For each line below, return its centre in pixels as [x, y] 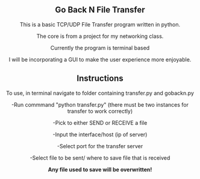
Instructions [100, 79]
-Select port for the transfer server [100, 146]
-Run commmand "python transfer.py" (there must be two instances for [100, 104]
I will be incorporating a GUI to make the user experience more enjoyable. [100, 59]
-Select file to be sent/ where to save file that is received [100, 158]
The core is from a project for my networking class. [100, 36]
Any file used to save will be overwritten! [100, 169]
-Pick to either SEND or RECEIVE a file [100, 122]
